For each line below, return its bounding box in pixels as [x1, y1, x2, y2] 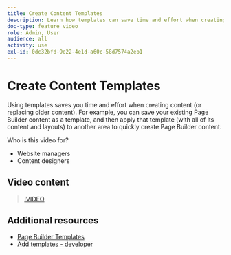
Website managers [16, 149, 71, 157]
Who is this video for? [7, 135, 69, 144]
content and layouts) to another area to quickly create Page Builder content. [7, 122, 222, 131]
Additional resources [7, 214, 99, 227]
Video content [7, 177, 70, 188]
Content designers [16, 156, 70, 165]
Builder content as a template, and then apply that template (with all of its [7, 115, 214, 124]
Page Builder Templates [16, 233, 85, 241]
